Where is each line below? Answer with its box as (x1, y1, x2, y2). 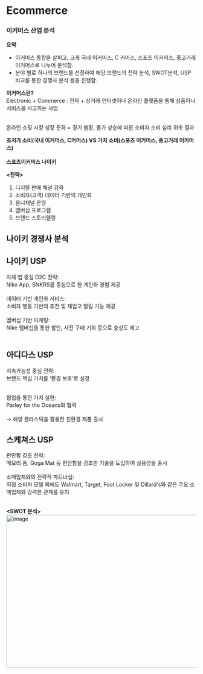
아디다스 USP (6, 350, 54, 360)
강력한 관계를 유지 (27, 488, 69, 496)
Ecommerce (6, 4, 68, 18)
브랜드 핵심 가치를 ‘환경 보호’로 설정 (6, 374, 90, 381)
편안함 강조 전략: (6, 452, 45, 459)
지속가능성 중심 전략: (6, 367, 55, 374)
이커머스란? (6, 89, 34, 97)
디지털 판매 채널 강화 (14, 184, 64, 191)
